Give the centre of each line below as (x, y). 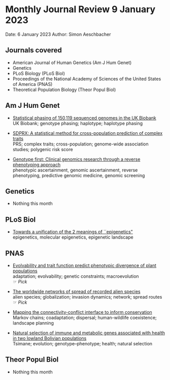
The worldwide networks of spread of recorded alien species (76, 291)
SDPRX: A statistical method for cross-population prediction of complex (88, 133)
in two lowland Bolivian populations (49, 338)
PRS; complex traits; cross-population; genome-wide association (80, 144)
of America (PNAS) (32, 84)
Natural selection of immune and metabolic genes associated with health (89, 333)
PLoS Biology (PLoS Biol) (39, 73)
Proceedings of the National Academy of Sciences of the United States (87, 79)
